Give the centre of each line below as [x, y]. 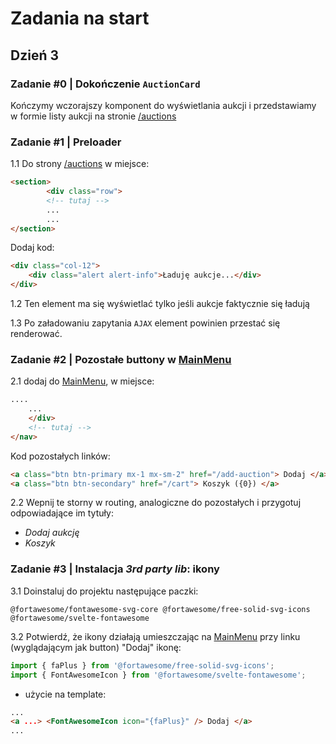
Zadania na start [80, 18]
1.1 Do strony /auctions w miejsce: [80, 164]
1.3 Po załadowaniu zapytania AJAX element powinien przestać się [145, 323]
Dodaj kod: [32, 248]
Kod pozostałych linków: [60, 456]
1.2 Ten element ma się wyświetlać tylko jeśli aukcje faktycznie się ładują [160, 304]
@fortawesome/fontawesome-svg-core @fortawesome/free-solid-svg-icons [160, 609]
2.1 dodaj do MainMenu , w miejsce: [82, 381]
